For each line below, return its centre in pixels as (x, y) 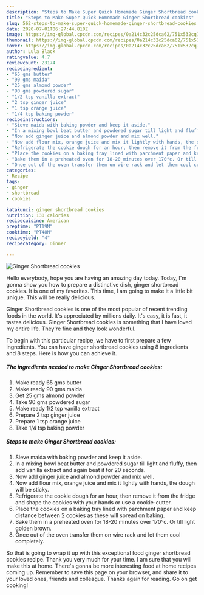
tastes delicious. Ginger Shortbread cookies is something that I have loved (99, 322)
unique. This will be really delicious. (51, 297)
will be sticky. (32, 489)
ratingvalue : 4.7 (28, 57)
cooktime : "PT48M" (29, 232)
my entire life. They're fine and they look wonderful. (71, 329)
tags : (13, 182)
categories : (21, 170)
